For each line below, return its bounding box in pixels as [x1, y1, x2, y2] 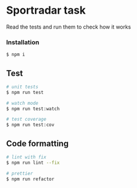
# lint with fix [6, 154, 46, 160]
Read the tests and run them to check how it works [6, 23, 131, 30]
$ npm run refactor [6, 176, 55, 182]
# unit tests [6, 84, 39, 90]
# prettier [6, 170, 33, 176]
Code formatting [6, 138, 69, 149]
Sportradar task [6, 4, 86, 17]
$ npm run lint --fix [6, 159, 60, 165]
